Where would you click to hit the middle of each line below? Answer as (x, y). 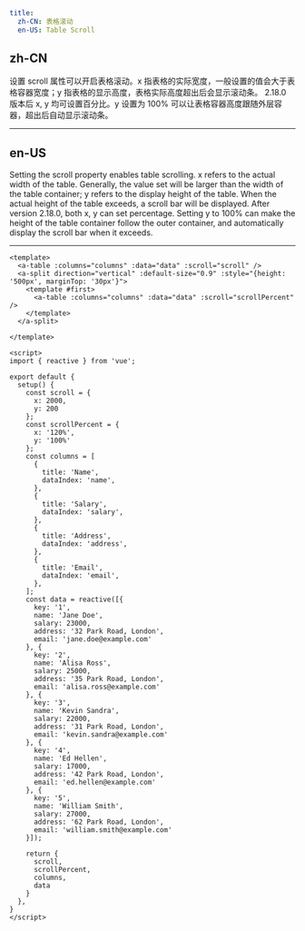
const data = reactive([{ (75, 599)
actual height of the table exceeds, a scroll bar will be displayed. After (140, 203)
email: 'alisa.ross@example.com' (97, 687)
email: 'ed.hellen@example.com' (94, 782)
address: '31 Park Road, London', (99, 727)
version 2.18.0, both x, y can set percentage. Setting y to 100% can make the (152, 213)
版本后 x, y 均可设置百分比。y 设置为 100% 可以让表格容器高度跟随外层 (142, 104)
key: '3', (52, 703)
